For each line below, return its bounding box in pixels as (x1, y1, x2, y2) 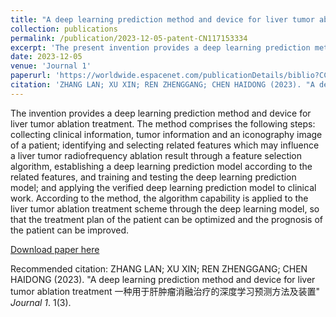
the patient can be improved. (10, 224, 130, 236)
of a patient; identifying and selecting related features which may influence (10, 139, 320, 151)
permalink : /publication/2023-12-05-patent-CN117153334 (10, 33, 248, 43)
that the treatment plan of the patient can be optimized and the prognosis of (10, 213, 323, 225)
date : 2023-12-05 (10, 52, 83, 62)
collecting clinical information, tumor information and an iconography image (10, 128, 323, 140)
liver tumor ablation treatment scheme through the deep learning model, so (10, 202, 320, 215)
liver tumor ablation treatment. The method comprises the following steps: (10, 117, 316, 130)
